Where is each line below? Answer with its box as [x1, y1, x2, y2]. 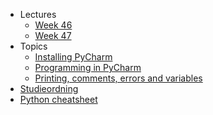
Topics [19, 40, 48, 52]
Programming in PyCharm [34, 62, 142, 73]
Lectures [19, 9, 57, 20]
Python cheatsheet [19, 94, 98, 105]
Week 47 [34, 30, 72, 41]
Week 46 [34, 19, 73, 31]
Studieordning [19, 83, 79, 94]
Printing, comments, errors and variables [34, 72, 203, 84]
